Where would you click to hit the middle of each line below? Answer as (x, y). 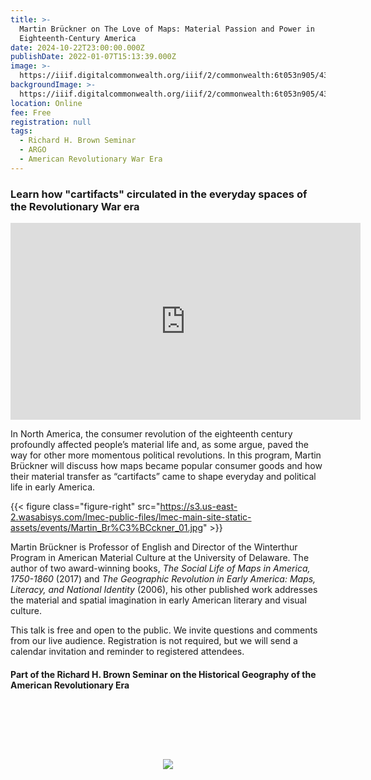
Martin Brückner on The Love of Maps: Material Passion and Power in (167, 29)
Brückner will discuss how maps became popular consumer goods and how (166, 466)
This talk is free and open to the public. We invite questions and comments (164, 630)
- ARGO (33, 150)
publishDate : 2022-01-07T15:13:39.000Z (93, 57)
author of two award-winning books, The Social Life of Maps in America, (160, 568)
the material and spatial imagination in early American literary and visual (158, 600)
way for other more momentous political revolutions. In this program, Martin (166, 455)
